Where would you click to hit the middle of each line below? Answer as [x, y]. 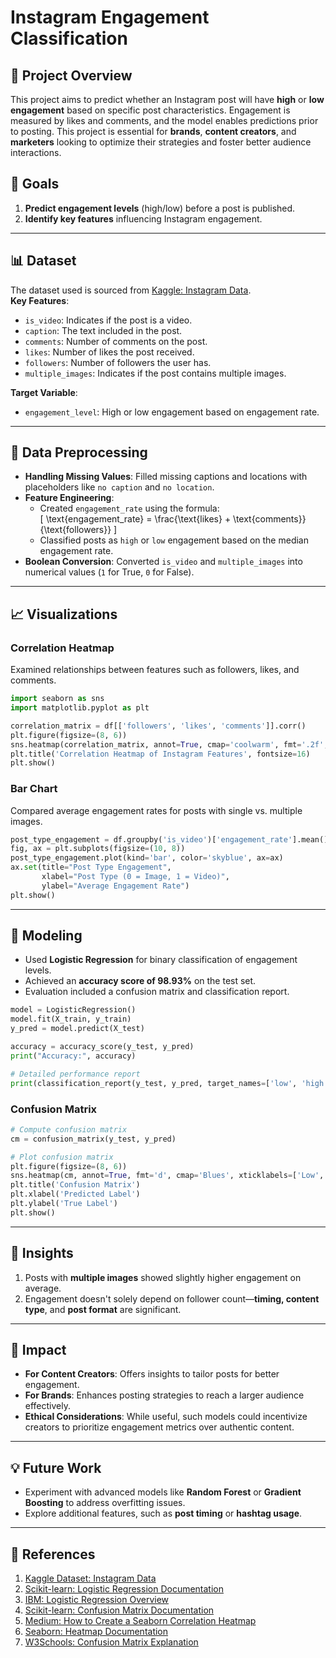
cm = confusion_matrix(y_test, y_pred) [93, 1139]
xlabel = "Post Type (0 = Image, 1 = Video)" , [135, 877]
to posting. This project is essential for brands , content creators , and [153, 131]
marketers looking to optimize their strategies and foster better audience [161, 142]
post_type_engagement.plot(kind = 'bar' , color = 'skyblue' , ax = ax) [147, 858]
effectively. [47, 1406]
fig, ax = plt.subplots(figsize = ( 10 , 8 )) [98, 849]
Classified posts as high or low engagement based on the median [174, 540]
